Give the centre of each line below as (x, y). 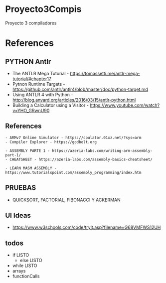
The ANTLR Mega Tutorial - (41, 73)
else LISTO (31, 261)
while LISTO (25, 266)
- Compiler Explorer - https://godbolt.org (51, 142)
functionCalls (26, 276)
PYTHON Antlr (28, 62)
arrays (19, 271)
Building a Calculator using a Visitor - (50, 105)
